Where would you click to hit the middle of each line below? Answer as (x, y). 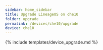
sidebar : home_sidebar (28, 10)
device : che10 (20, 28)
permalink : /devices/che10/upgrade (42, 24)
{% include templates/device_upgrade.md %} (51, 42)
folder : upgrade (22, 19)
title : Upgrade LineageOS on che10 (42, 14)
